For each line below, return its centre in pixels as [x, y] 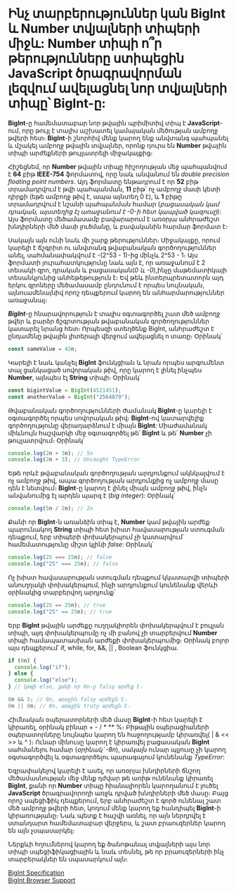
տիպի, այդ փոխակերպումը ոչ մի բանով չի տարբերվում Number [113, 633]
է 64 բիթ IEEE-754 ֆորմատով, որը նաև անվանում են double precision [119, 174]
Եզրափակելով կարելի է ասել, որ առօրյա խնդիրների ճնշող [104, 771]
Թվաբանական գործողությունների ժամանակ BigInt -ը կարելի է [110, 410]
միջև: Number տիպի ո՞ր [85, 44]
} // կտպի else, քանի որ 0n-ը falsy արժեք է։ [76, 687]
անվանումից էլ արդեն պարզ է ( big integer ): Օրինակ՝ [92, 496]
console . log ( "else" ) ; [46, 680]
